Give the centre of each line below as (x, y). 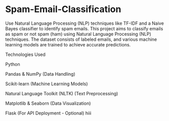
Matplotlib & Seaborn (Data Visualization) (48, 103)
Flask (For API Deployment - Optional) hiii (48, 113)
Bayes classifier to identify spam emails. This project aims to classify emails (84, 28)
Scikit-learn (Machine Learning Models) (47, 84)
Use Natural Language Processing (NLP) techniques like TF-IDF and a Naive (85, 23)
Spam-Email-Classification (63, 9)
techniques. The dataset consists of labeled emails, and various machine (81, 39)
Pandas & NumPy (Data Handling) (40, 74)
